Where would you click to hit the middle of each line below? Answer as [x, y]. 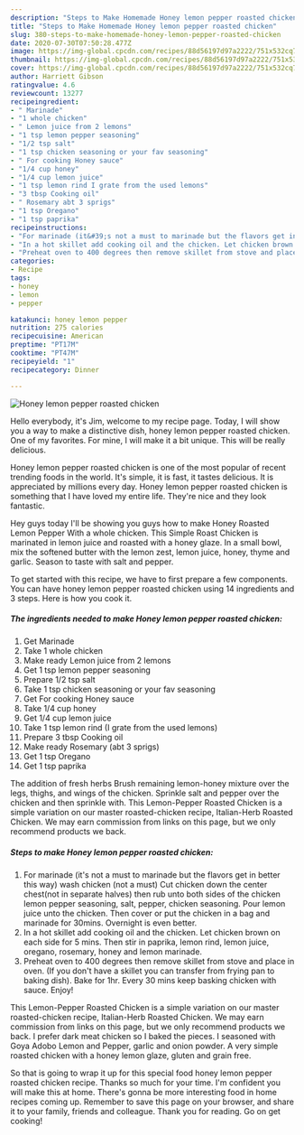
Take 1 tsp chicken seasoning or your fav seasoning [119, 689]
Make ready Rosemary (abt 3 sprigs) [92, 747]
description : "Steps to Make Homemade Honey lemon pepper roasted [138, 18]
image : [23, 51]
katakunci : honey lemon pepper [69, 320]
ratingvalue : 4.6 [43, 85]
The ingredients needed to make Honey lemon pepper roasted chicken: [147, 619]
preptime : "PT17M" [45, 345]
